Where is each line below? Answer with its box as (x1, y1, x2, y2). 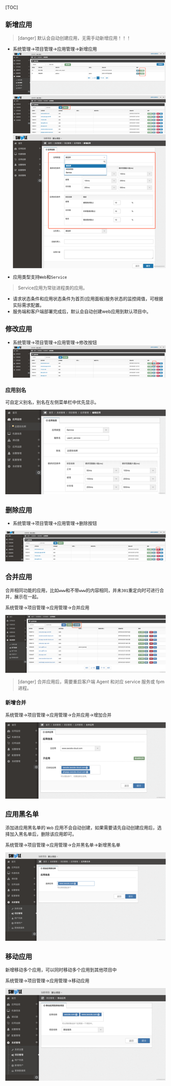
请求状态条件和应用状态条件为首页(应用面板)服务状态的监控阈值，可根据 (12, 295, 164, 302)
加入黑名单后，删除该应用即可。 (9, 830, 77, 837)
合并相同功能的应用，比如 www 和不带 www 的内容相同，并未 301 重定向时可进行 (5, 587, 160, 593)
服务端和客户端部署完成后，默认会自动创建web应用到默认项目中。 (12, 308, 151, 314)
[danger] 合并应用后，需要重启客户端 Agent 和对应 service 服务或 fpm (17, 679, 164, 685)
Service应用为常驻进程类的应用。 (17, 285, 88, 291)
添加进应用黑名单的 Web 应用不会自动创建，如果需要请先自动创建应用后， (5, 824, 158, 830)
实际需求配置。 (12, 302, 44, 308)
